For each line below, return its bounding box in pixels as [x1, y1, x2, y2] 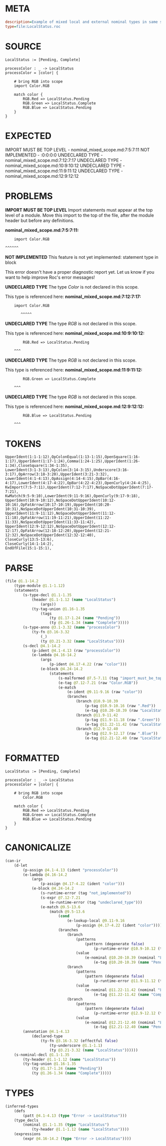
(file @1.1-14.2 [5, 579, 39, 584]
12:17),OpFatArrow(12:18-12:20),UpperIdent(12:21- [5, 529, 112, 534]
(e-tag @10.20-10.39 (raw [84, 708, 138, 713]
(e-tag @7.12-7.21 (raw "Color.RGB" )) [58, 680, 138, 686]
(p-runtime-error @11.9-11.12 [93, 978, 156, 984]
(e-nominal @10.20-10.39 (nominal [84, 955, 156, 960]
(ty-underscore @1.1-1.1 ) [49, 1043, 103, 1048]
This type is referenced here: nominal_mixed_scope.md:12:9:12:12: [5, 403, 144, 409]
